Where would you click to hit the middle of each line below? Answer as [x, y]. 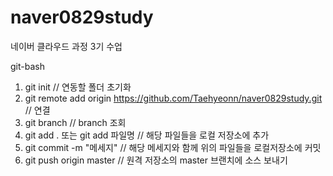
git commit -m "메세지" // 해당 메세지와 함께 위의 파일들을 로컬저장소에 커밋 [173, 147]
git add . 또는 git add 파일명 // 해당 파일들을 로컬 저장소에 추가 [147, 135]
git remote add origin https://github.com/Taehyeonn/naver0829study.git [173, 98]
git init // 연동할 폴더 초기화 [78, 87]
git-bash [27, 66]
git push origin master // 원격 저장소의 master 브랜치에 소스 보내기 [156, 160]
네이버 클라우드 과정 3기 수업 [66, 46]
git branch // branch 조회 [75, 122]
